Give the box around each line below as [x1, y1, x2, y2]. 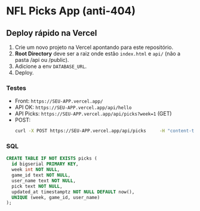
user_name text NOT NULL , [11, 178, 76, 184]
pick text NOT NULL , [11, 183, 63, 189]
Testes [6, 83, 27, 92]
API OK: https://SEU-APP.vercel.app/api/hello [14, 104, 132, 111]
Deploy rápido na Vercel [6, 28, 97, 38]
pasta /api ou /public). [14, 57, 69, 63]
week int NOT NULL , [11, 167, 60, 173]
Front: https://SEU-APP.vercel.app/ [14, 97, 103, 105]
